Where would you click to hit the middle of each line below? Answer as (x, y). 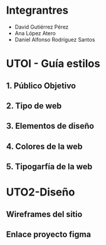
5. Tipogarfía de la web (49, 167)
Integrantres (37, 10)
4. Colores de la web (44, 146)
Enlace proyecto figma (49, 235)
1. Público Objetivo (41, 86)
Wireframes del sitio (44, 214)
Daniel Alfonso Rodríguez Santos (55, 39)
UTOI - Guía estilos (53, 64)
